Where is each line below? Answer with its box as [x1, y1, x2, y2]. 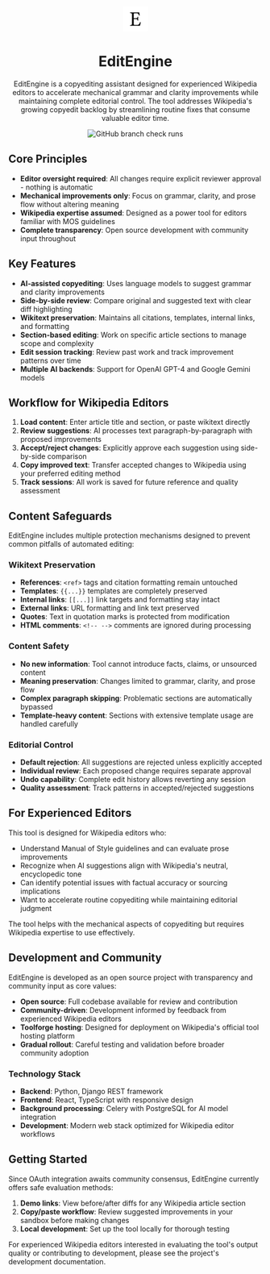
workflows [19, 1130, 56, 1139]
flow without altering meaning [19, 199, 119, 209]
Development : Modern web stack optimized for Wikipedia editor [19, 1121, 235, 1130]
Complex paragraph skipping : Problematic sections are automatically [19, 693, 252, 703]
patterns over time [19, 356, 82, 365]
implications [19, 886, 60, 896]
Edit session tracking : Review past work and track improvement [19, 347, 234, 356]
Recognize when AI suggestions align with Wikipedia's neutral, [19, 860, 229, 870]
